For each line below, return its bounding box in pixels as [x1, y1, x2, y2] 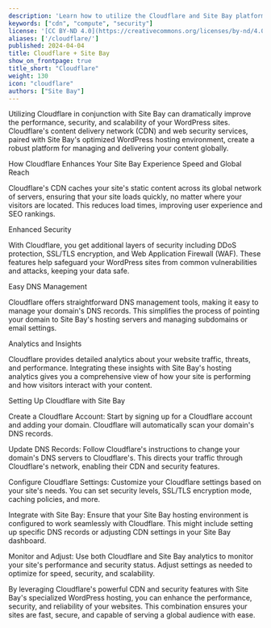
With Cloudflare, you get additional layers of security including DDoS [8, 240, 237, 251]
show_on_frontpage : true [8, 57, 92, 65]
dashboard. [8, 536, 47, 546]
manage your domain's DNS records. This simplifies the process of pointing [8, 306, 261, 316]
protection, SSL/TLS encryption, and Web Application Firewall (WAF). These [8, 249, 261, 259]
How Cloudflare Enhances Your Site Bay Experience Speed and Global [8, 159, 242, 169]
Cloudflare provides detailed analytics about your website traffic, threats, [8, 355, 252, 365]
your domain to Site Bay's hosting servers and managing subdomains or [8, 314, 248, 324]
